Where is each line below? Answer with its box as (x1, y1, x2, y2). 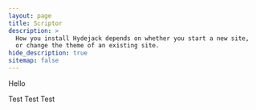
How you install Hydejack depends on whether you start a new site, (15, 34, 250, 43)
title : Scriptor (8, 19, 63, 27)
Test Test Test (8, 94, 55, 104)
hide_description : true (8, 49, 88, 57)
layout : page (8, 11, 52, 20)
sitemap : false (8, 57, 59, 65)
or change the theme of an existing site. (15, 42, 160, 50)
